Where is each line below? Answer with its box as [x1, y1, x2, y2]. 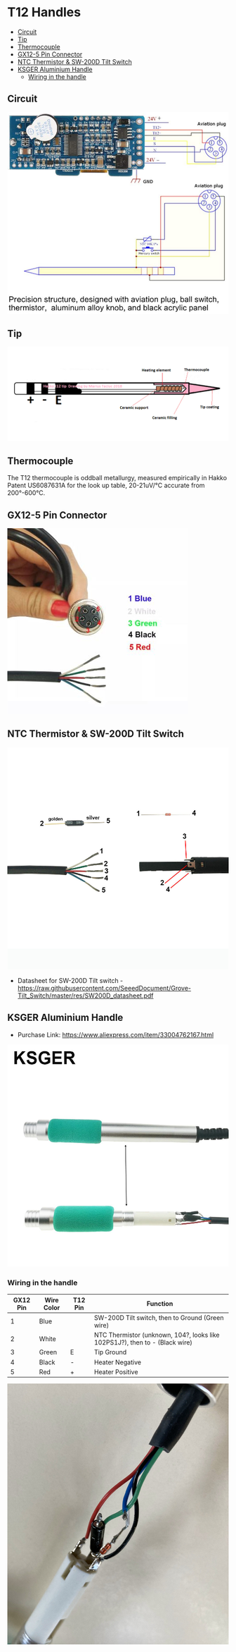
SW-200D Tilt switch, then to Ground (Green [93, 1313, 224, 1322]
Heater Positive [93, 1367, 138, 1376]
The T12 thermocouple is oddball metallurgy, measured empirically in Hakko [7, 474, 227, 482]
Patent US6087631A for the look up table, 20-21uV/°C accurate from [7, 481, 205, 490]
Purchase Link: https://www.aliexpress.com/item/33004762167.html [17, 1030, 214, 1039]
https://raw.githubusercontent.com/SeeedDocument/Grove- [17, 984, 192, 992]
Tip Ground [93, 1348, 127, 1357]
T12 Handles [7, 4, 81, 20]
